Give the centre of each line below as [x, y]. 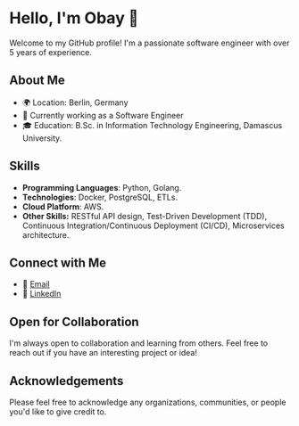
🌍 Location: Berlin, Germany [75, 102]
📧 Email [36, 284]
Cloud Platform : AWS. [63, 206]
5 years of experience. [50, 52]
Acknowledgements [66, 381]
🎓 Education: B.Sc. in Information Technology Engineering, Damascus [152, 125]
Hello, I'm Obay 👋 [74, 18]
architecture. [46, 234]
